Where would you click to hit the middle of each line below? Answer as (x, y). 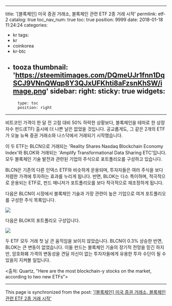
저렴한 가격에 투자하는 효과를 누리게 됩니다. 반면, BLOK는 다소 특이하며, (77, 176)
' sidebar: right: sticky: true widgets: (105, 91)
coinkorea (23, 46)
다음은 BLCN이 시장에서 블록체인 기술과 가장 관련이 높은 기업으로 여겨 (75, 193)
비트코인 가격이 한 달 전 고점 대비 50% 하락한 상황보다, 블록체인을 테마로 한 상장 (85, 122)
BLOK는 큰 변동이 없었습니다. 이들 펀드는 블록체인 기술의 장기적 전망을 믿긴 (80, 247)
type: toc (28, 103)
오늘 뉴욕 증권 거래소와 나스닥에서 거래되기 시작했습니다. (67, 135)
